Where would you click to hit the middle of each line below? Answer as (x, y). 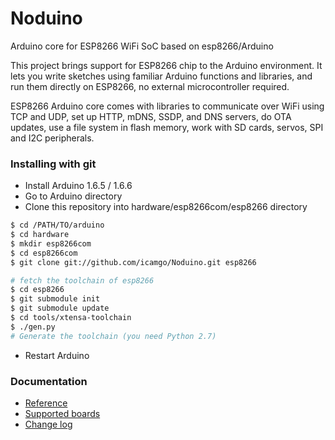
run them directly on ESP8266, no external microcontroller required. (150, 86)
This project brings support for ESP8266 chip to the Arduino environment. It (166, 65)
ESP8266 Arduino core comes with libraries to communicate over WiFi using (167, 106)
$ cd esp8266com (44, 253)
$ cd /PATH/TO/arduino (57, 225)
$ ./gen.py (33, 327)
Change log (48, 424)
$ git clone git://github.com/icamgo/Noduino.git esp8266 (133, 262)
